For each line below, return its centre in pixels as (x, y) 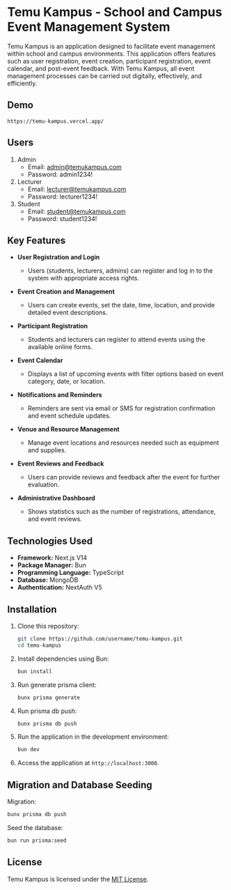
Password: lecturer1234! (63, 197)
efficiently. (22, 83)
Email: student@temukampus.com (77, 211)
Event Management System (89, 27)
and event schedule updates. (69, 416)
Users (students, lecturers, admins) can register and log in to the (120, 271)
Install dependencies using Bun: (63, 659)
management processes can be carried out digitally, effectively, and (105, 76)
